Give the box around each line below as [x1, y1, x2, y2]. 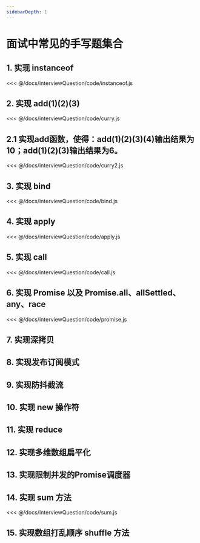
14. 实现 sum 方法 [6, 492, 72, 502]
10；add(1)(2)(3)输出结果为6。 [6, 145, 122, 155]
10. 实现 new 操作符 [6, 402, 80, 413]
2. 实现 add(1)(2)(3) [6, 98, 80, 109]
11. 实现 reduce [6, 425, 63, 435]
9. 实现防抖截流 [6, 380, 64, 390]
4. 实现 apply [6, 217, 56, 227]
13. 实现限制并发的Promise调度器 [6, 470, 131, 480]
